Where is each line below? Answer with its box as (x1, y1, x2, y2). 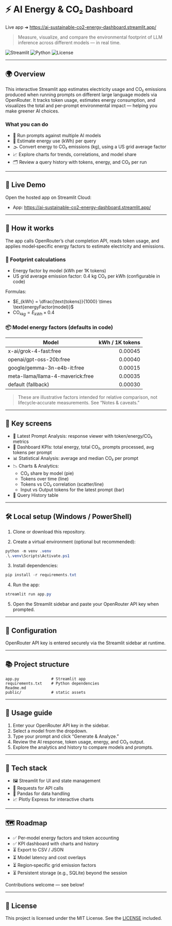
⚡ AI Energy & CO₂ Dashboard (5, 4, 133, 15)
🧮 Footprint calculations (5, 256, 66, 263)
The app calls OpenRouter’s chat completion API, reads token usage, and (5, 237, 160, 244)
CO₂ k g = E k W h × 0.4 (12, 309, 55, 317)
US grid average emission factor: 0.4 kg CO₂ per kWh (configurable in (12, 273, 160, 279)
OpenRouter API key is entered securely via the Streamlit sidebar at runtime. (5, 640, 166, 646)
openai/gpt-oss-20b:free (8, 356, 71, 363)
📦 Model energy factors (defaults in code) (5, 324, 114, 331)
